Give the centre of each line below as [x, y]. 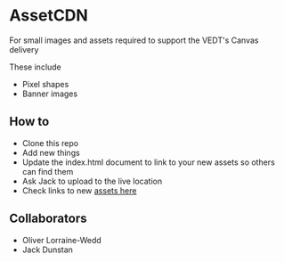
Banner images [50, 94]
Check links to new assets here [79, 190]
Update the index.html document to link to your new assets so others [149, 162]
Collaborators [48, 219]
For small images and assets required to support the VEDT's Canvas [134, 40]
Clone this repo [50, 143]
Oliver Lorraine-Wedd [62, 240]
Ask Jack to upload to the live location [92, 181]
